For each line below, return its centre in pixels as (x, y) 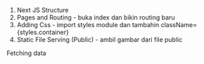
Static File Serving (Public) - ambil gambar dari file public (100, 40)
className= (179, 25)
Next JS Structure (43, 10)
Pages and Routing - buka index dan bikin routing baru (96, 17)
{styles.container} (43, 32)
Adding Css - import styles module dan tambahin (88, 25)
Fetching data (26, 53)
